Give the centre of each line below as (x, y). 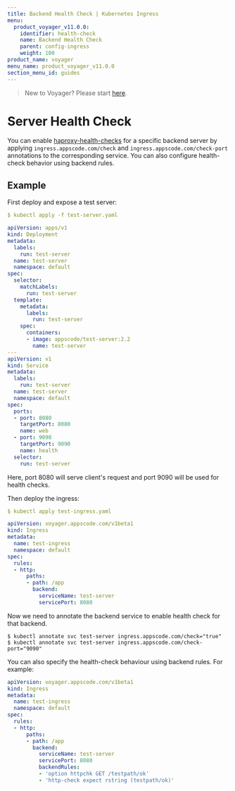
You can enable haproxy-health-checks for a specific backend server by (112, 141)
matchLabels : (39, 287)
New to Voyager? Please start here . (76, 93)
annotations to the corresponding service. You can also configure (102, 156)
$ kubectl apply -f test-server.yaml (63, 216)
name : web (34, 431)
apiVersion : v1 (30, 359)
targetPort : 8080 (45, 424)
